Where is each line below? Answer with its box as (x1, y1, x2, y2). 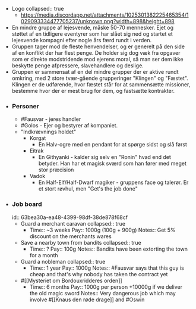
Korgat (29, 135, 46, 142)
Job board (11, 200, 43, 208)
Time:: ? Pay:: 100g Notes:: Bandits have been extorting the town (29, 245, 188, 252)
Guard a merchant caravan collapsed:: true (20, 220, 126, 227)
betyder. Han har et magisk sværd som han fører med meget (38, 160, 187, 167)
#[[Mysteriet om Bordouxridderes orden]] (20, 277, 123, 284)
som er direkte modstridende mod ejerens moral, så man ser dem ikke (11, 56, 184, 63)
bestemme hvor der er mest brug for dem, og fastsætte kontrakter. (11, 88, 175, 94)
